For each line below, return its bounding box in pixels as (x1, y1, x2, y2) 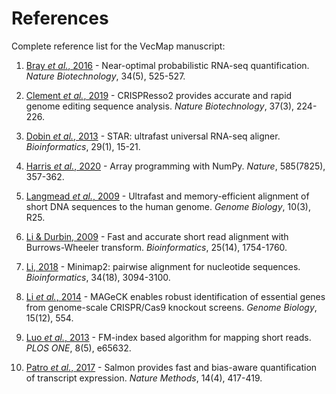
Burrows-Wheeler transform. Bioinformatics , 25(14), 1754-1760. (25, 241, 288, 253)
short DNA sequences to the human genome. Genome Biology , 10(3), (25, 200, 311, 212)
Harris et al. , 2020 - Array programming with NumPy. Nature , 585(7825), (25, 160, 326, 172)
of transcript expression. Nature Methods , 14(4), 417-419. (25, 372, 263, 384)
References (11, 7, 109, 30)
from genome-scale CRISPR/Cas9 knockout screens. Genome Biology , (25, 301, 318, 313)
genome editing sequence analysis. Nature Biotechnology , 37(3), (25, 100, 295, 112)
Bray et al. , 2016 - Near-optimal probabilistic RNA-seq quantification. (25, 59, 310, 71)
